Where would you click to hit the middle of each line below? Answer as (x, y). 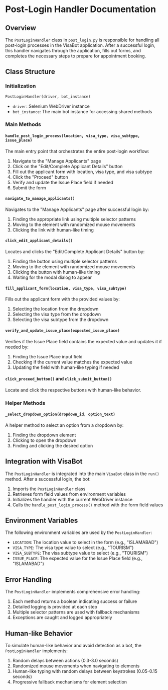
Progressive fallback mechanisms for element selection (69, 682)
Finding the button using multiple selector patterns (64, 261)
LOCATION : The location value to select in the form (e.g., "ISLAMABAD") (85, 543)
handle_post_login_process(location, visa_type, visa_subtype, (73, 136)
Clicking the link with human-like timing (53, 229)
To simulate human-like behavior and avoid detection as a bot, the (73, 646)
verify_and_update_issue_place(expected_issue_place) (63, 331)
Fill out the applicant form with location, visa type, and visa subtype (82, 172)
